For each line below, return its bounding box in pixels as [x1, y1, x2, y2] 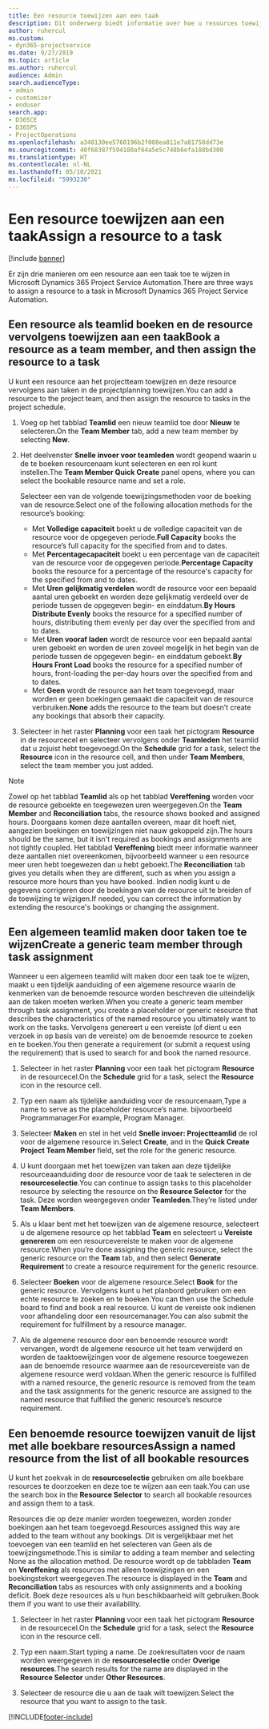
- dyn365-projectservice [8, 42, 91, 50]
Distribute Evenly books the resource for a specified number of [31, 609, 243, 618]
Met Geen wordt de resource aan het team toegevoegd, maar [31, 686, 235, 695]
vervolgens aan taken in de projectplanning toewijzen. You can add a [8, 385, 234, 395]
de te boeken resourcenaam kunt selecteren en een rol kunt [19, 458, 218, 468]
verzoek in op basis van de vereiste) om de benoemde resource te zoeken [8, 1031, 254, 1041]
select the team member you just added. [19, 760, 154, 770]
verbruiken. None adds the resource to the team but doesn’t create [31, 702, 251, 712]
